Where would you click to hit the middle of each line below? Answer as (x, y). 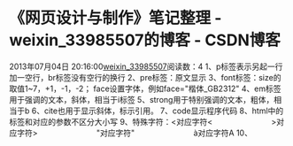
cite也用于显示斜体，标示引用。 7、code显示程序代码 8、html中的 (164, 111)
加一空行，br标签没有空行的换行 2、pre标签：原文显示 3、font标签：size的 (145, 77)
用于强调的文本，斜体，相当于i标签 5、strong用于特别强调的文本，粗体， (142, 99)
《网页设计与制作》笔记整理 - (116, 18)
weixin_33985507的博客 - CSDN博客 (145, 40)
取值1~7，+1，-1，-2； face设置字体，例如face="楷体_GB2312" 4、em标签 (145, 88)
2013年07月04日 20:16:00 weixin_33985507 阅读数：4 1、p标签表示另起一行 (146, 66)
